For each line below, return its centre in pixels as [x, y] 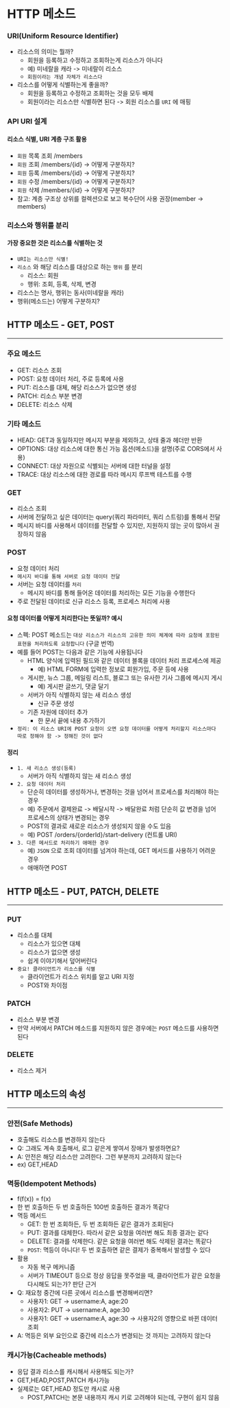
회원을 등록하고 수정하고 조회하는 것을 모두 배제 [90, 93]
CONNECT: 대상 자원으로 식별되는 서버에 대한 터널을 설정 [94, 466]
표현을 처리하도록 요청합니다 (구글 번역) [65, 643]
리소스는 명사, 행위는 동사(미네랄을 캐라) [71, 292]
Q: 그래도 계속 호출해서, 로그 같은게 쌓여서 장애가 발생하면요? [98, 1148]
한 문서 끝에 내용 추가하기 [71, 720]
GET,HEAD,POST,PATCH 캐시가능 [63, 1380]
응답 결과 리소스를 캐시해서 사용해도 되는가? [75, 1371]
